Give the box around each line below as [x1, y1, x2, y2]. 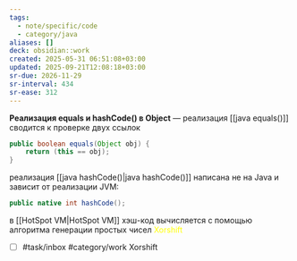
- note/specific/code [17, 21, 98, 30]
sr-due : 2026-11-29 [9, 72, 82, 80]
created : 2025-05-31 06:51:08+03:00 [9, 55, 146, 63]
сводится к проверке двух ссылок [9, 122, 141, 132]
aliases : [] [9, 38, 54, 47]
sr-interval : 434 [9, 80, 74, 88]
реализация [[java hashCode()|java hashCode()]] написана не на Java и [9, 172, 279, 183]
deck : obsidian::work [9, 46, 90, 55]
